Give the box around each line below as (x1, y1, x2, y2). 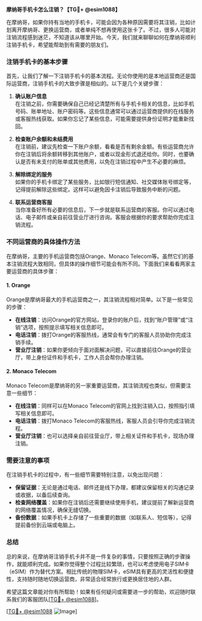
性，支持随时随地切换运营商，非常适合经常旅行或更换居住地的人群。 (6, 575, 175, 583)
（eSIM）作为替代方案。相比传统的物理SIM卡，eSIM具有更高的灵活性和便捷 (6, 567, 194, 575)
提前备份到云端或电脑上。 (14, 521, 79, 528)
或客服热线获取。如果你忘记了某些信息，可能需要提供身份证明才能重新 (14, 115, 189, 123)
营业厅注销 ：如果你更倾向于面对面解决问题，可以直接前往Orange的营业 (14, 346, 192, 353)
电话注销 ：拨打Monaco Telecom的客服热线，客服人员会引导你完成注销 (14, 417, 190, 424)
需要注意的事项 (6, 456, 50, 465)
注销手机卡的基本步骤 (6, 57, 68, 66)
